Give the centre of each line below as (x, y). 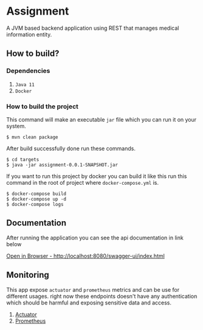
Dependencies (28, 71)
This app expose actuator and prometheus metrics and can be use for (93, 289)
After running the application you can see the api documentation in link (95, 238)
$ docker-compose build (36, 194)
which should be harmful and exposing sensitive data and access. (89, 303)
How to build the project (43, 106)
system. (16, 126)
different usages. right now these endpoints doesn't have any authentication (102, 296)
